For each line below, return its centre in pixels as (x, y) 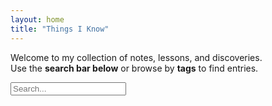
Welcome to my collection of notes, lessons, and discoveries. (136, 57)
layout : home (37, 19)
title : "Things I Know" (60, 29)
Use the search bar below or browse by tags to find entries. (134, 68)
